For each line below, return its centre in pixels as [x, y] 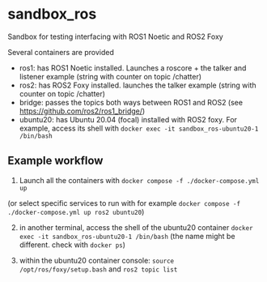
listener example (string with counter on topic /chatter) [110, 76]
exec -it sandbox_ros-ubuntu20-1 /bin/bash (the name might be [127, 236]
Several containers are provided [61, 52]
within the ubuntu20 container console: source [97, 260]
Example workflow [55, 161]
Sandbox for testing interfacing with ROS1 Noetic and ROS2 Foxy [115, 36]
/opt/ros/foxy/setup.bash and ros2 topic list [98, 269]
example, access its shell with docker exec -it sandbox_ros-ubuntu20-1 [139, 128]
